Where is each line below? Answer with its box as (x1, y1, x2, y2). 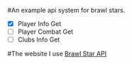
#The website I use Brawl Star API (7, 49, 107, 58)
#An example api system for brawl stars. (7, 6, 126, 14)
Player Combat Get (17, 27, 73, 36)
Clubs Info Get (17, 35, 60, 44)
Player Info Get (17, 20, 62, 27)
